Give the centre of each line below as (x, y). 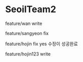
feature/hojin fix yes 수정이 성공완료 (42, 44)
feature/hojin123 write (28, 54)
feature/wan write (24, 23)
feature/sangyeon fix (27, 33)
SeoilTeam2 (31, 9)
